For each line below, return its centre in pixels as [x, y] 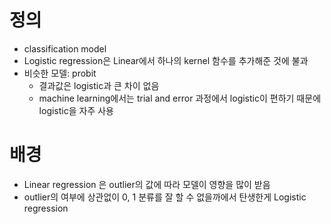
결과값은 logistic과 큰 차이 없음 [99, 85]
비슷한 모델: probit [60, 73]
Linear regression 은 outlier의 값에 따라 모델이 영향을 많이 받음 [147, 184]
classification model [65, 48]
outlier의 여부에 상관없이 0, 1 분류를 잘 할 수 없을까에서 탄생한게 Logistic [165, 197]
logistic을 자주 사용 [76, 110]
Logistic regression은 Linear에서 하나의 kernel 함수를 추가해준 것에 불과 [166, 60]
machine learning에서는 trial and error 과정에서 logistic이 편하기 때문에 [180, 98]
